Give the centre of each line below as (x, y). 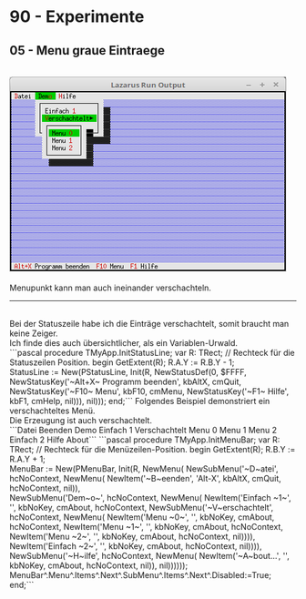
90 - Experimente (77, 17)
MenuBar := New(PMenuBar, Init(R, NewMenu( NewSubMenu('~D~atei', (144, 469)
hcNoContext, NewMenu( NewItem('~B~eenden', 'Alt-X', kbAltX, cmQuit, (146, 478)
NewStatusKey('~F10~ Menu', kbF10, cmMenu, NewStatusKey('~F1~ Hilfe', (149, 391)
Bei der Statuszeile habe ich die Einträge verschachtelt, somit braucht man (149, 324)
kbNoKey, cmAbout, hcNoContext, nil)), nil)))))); (99, 565)
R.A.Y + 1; (27, 459)
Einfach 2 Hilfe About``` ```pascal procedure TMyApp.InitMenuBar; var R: (145, 440)
